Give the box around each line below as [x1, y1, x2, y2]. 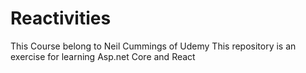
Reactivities [10, 7, 112, 30]
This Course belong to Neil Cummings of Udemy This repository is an [10, 40, 297, 52]
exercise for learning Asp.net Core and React [10, 50, 196, 62]
